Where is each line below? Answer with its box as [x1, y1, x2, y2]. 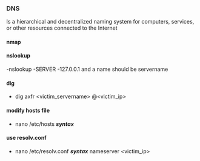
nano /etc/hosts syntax [15, 120, 74, 128]
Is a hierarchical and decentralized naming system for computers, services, [6, 18, 195, 25]
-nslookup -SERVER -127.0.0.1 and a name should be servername [6, 65, 168, 73]
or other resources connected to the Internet [6, 24, 118, 31]
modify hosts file [6, 107, 50, 114]
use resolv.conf [6, 134, 47, 142]
